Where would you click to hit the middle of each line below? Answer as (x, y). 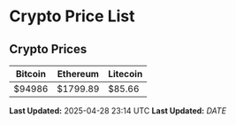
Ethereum (78, 74)
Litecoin (125, 74)
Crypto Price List (72, 16)
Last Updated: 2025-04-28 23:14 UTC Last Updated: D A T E (118, 111)
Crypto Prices (48, 49)
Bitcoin (31, 74)
